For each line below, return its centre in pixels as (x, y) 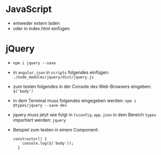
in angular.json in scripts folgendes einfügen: (61, 72)
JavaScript (29, 9)
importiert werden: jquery (39, 120)
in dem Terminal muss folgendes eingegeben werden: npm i (74, 100)
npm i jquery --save (34, 63)
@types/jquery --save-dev (40, 105)
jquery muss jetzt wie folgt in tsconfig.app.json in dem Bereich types (84, 114)
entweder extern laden (36, 23)
